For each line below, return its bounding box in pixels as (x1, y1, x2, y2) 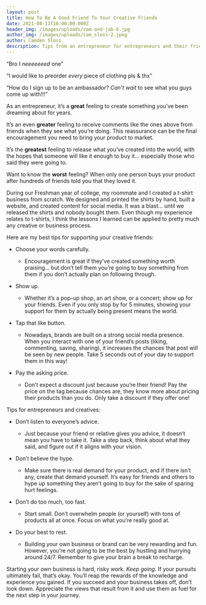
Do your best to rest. (15, 528, 67, 536)
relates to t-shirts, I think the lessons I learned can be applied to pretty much (6, 215, 200, 222)
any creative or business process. (6, 222, 92, 229)
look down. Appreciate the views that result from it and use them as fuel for (6, 585, 197, 592)
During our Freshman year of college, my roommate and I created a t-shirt (6, 189, 193, 197)
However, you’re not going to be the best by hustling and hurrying (24, 547, 191, 554)
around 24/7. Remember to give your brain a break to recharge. (24, 553, 184, 561)
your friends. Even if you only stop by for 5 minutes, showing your (24, 300, 191, 308)
